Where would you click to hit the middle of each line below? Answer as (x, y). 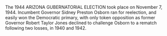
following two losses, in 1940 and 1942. (46, 28)
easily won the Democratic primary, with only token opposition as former (80, 18)
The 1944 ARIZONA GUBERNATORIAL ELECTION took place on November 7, (84, 7)
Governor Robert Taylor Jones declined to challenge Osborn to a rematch (81, 23)
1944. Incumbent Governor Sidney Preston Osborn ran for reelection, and (81, 12)
